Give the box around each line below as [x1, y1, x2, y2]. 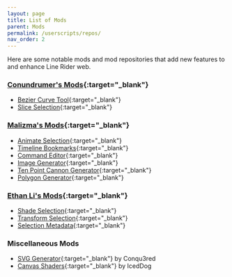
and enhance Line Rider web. [7, 63, 91, 71]
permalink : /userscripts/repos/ [7, 29, 101, 37]
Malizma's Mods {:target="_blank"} [7, 120, 130, 130]
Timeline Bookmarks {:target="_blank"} [17, 143, 129, 152]
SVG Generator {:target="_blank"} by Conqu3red [17, 255, 156, 263]
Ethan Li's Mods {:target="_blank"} [7, 191, 128, 200]
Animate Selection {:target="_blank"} [17, 136, 122, 145]
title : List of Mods [7, 17, 68, 24]
